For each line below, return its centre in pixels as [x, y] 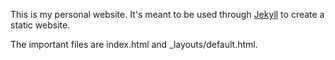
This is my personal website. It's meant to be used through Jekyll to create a [167, 14]
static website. [40, 25]
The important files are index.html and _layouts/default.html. [134, 44]
